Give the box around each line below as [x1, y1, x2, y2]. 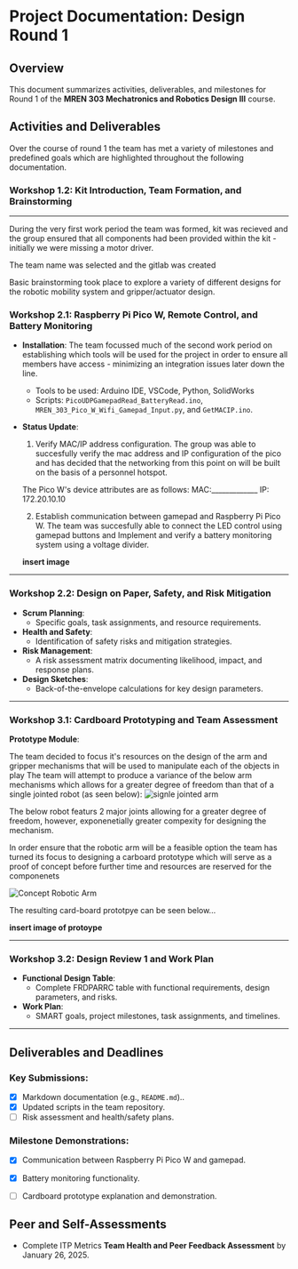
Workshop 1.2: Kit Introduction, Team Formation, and [9, 184, 242, 197]
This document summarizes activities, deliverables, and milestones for [9, 84, 267, 94]
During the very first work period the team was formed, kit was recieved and [9, 224, 288, 235]
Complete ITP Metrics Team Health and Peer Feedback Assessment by [21, 1241, 286, 1251]
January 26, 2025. [21, 1249, 90, 1260]
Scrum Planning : [21, 607, 85, 618]
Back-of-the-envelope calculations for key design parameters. [35, 683, 263, 694]
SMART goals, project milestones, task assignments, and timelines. [35, 1011, 281, 1022]
